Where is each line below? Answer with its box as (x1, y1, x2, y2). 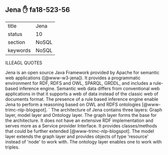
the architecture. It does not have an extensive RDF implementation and (5, 117, 153, 123)
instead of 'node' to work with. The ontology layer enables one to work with (5, 138, 162, 144)
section (8, 39, 26, 46)
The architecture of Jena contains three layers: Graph (51, 106, 162, 113)
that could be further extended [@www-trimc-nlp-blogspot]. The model (5, 128, 154, 134)
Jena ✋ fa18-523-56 (5, 6, 70, 14)
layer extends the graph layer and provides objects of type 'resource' (5, 133, 149, 139)
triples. (5, 144, 20, 150)
